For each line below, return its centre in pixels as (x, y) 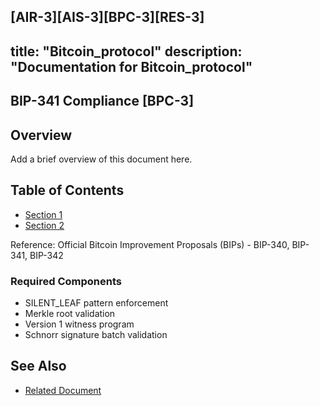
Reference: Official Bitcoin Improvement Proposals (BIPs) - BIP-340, (150, 244)
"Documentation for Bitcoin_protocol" (131, 66)
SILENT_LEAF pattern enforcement (96, 303)
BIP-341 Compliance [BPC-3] (102, 101)
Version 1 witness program (79, 324)
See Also (38, 366)
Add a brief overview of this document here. (101, 159)
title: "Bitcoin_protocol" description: (126, 51)
